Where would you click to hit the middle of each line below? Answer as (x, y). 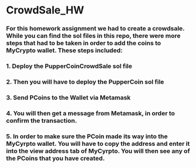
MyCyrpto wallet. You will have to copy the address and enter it (98, 143)
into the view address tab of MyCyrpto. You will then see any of (98, 151)
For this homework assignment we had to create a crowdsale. (95, 29)
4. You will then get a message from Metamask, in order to (90, 113)
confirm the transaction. (42, 121)
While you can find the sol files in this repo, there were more (93, 36)
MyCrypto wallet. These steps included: (65, 50)
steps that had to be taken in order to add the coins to (84, 43)
